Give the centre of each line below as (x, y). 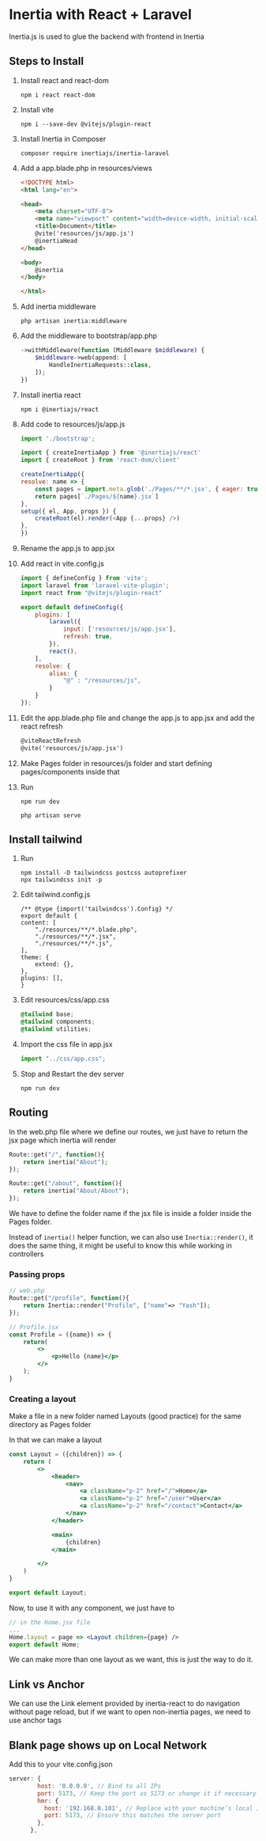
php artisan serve (51, 815)
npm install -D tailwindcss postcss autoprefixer (104, 873)
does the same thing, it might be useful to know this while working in (120, 1245)
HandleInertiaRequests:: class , (101, 365)
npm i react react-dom (58, 95)
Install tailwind (46, 840)
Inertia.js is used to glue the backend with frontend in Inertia (107, 36)
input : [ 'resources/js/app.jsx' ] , (120, 629)
